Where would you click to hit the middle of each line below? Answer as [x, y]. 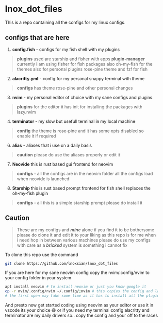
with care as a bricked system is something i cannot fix [72, 245]
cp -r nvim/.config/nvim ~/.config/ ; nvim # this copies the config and [79, 291]
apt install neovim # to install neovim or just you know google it [76, 287]
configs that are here [37, 38]
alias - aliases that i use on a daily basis [52, 145]
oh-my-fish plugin [30, 193]
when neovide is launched [43, 179]
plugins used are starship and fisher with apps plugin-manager [81, 59]
